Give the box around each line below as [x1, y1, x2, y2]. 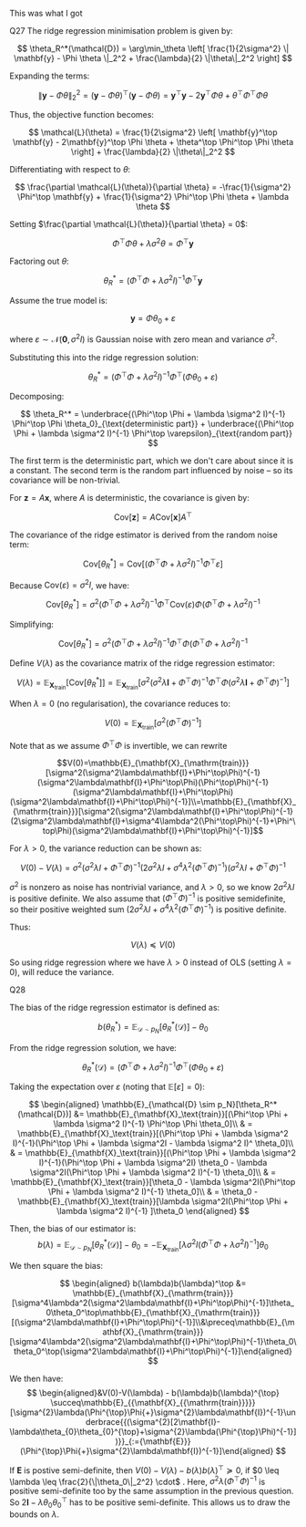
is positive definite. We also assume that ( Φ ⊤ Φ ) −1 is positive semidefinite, [9, 891, 286, 904]
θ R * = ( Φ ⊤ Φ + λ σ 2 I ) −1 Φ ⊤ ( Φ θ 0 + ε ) [87, 369, 219, 384]
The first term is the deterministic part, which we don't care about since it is [9, 455, 294, 466]
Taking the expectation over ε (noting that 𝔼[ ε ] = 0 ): [9, 1081, 205, 1093]
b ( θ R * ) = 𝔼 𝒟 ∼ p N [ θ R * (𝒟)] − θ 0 [97, 1019, 209, 1035]
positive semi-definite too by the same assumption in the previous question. [9, 1486, 294, 1497]
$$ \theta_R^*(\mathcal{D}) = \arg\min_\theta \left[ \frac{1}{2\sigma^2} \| [16, 43, 290, 54]
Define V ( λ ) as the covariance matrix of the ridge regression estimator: [9, 658, 276, 669]
